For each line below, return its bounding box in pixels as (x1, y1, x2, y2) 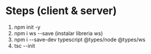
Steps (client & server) (5, 4, 117, 18)
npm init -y (14, 23, 41, 31)
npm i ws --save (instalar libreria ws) (14, 29, 103, 36)
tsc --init (14, 42, 36, 49)
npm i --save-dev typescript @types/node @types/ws (14, 36, 146, 43)
